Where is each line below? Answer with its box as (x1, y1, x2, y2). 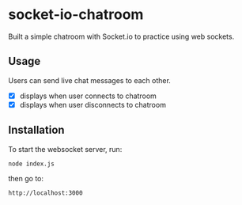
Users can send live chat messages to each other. (8, 75, 172, 85)
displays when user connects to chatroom (19, 91, 157, 101)
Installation (8, 123, 65, 137)
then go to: (8, 173, 44, 183)
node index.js (8, 160, 55, 168)
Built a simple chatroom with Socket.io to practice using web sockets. (8, 32, 235, 41)
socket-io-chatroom (8, 6, 144, 24)
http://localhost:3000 (8, 188, 83, 197)
